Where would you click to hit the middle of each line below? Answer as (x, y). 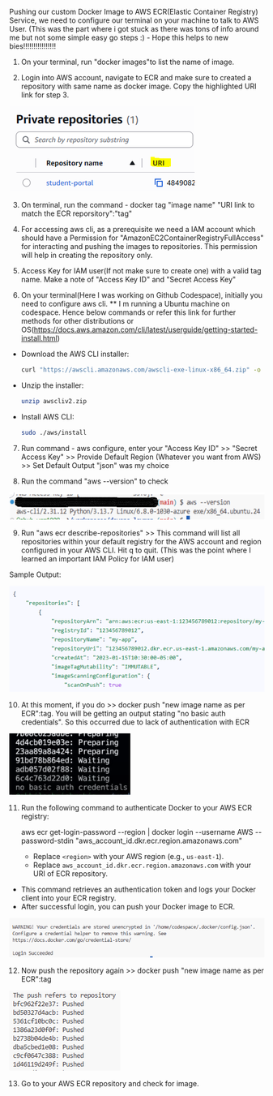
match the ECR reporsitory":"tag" (77, 213)
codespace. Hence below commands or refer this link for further (128, 312)
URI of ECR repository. (70, 874)
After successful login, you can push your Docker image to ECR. (128, 907)
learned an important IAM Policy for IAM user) (98, 558)
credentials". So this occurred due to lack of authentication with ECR (135, 722)
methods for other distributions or (77, 321)
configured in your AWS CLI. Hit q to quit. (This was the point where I (136, 550)
